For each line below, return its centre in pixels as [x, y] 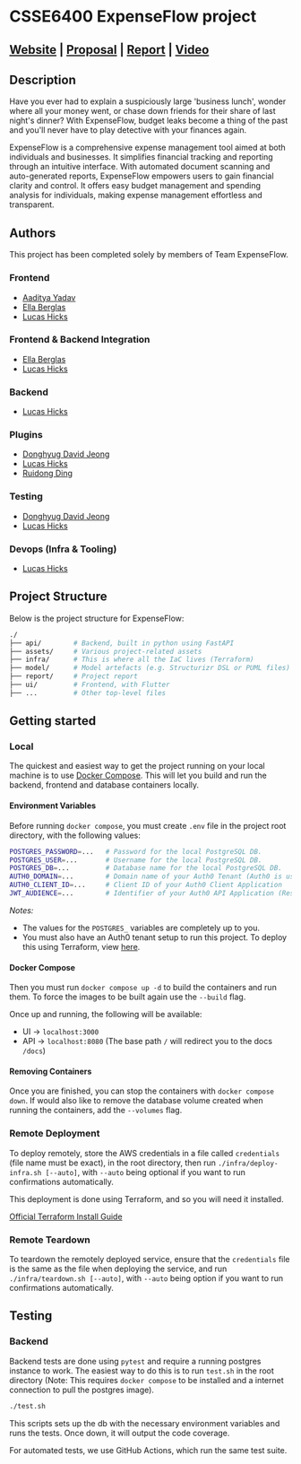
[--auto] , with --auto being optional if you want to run [146, 1172]
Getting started [53, 721]
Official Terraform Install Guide [66, 1216]
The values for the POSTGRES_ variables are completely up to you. [141, 928]
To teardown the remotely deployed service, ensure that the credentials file [150, 1259]
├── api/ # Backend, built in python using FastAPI [122, 643]
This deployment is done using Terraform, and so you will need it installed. [146, 1198]
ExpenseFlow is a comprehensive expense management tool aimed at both [148, 148]
